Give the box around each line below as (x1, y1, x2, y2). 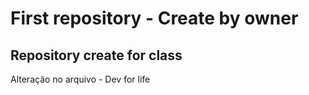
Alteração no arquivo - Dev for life (10, 73, 151, 85)
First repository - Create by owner (10, 7, 299, 30)
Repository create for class (10, 47, 183, 64)
